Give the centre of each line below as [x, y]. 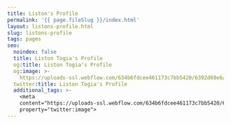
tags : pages [24, 39]
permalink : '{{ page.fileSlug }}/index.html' [73, 20]
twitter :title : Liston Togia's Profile [70, 84]
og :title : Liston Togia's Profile [63, 65]
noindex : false [35, 52]
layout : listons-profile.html [51, 26]
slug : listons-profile [40, 33]
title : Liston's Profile [43, 13]
